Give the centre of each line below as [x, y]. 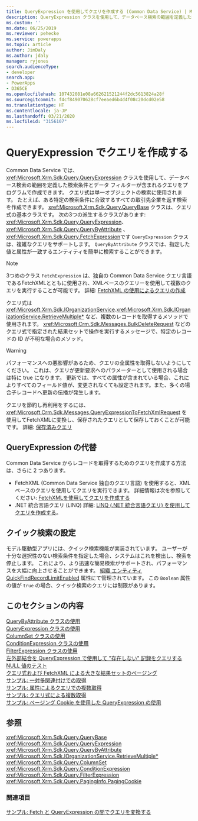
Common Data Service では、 [42, 170]
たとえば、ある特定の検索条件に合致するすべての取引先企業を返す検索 [102, 200]
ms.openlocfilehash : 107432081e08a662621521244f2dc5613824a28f [85, 94]
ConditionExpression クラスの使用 [47, 643]
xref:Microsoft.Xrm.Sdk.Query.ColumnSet [57, 762]
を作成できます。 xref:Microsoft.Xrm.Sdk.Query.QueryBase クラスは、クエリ [99, 207]
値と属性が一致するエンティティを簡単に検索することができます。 [85, 251]
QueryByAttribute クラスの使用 [43, 621]
